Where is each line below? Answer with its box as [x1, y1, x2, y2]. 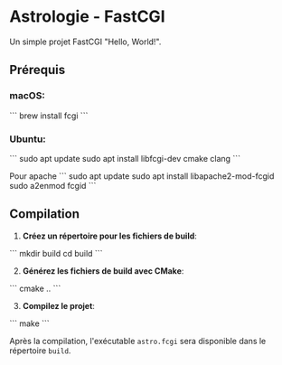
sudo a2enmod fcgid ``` [9, 180, 97, 191]
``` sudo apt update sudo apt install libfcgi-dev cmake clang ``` [9, 153, 241, 164]
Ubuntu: [9, 133, 47, 145]
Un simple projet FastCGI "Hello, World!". [9, 36, 162, 47]
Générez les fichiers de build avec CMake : [22, 265, 184, 276]
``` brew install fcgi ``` [9, 110, 89, 121]
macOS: [9, 89, 45, 102]
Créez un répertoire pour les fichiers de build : [22, 230, 197, 241]
